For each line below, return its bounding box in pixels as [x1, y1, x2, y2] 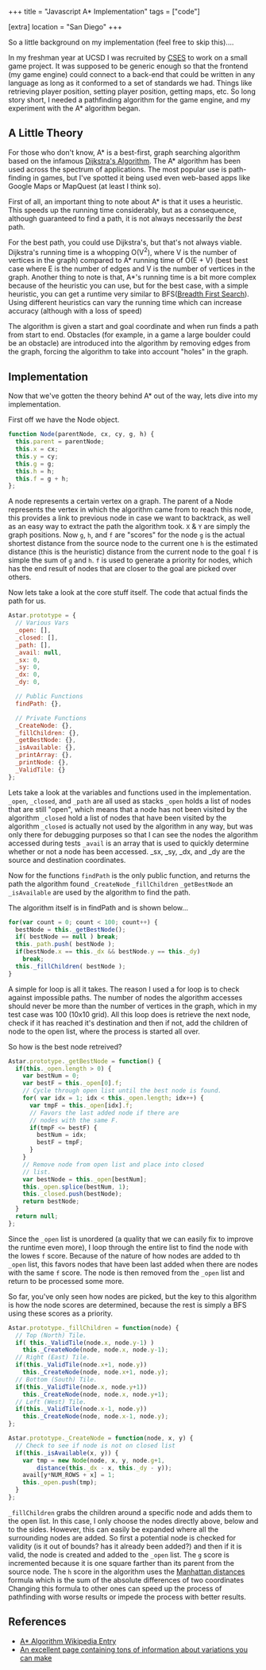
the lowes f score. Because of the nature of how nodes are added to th [8, 1251, 241, 1260]
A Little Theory [8, 126, 83, 140]
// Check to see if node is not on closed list [15, 1441, 176, 1449]
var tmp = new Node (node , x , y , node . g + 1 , [22, 1456, 165, 1464]
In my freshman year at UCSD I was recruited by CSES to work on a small [8, 53, 248, 62]
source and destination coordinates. [8, 855, 126, 864]
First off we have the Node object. [8, 415, 120, 424]
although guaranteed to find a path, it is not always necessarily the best [8, 214, 242, 223]
